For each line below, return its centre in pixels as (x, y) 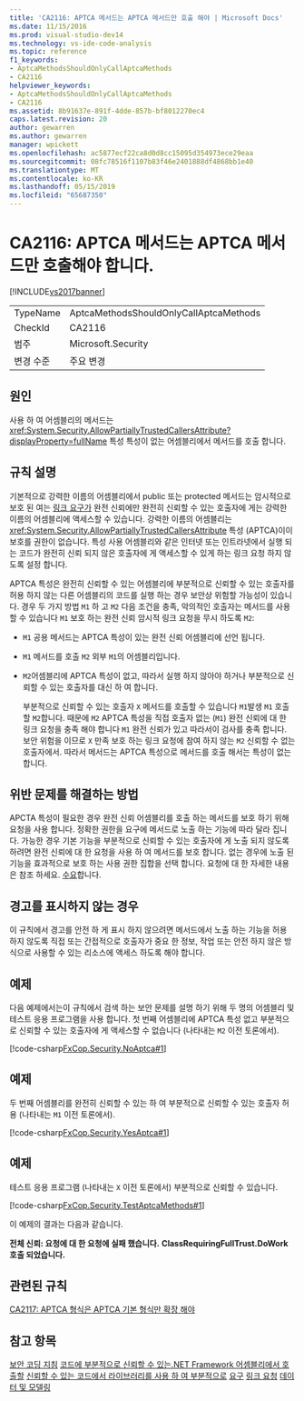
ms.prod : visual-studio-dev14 (67, 35)
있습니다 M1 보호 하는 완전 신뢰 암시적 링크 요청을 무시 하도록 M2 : (142, 617)
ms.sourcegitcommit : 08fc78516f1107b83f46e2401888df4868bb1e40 (132, 161)
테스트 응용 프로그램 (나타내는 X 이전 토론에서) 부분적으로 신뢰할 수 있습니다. (144, 1186)
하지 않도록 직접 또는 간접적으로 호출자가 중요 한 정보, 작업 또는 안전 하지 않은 (146, 941)
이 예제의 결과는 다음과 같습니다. (67, 1224)
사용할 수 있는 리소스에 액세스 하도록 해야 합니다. (119, 953)
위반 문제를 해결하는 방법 (74, 794)
